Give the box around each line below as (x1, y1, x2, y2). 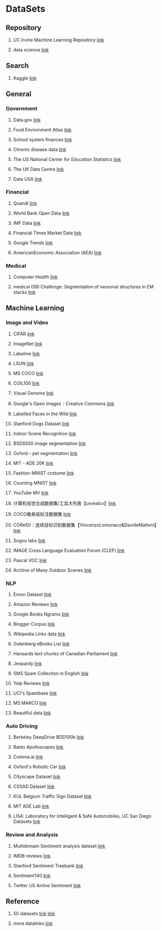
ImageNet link (13, 340, 43, 347)
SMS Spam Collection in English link (13, 671, 89, 677)
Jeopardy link (13, 660, 42, 667)
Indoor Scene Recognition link (13, 430, 76, 436)
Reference (6, 897, 40, 906)
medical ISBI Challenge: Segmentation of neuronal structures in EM (13, 284, 154, 290)
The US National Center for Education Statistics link (13, 156, 121, 162)
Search (6, 62, 29, 70)
